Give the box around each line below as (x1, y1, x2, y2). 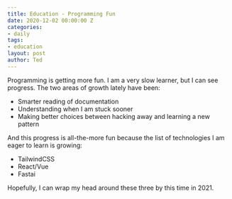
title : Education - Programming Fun (7, 10, 116, 18)
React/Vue (17, 162, 49, 171)
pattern (17, 120, 40, 128)
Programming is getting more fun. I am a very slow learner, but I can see (7, 76, 219, 84)
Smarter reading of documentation (17, 97, 119, 106)
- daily (7, 30, 31, 38)
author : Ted (7, 57, 43, 64)
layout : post (7, 50, 46, 57)
